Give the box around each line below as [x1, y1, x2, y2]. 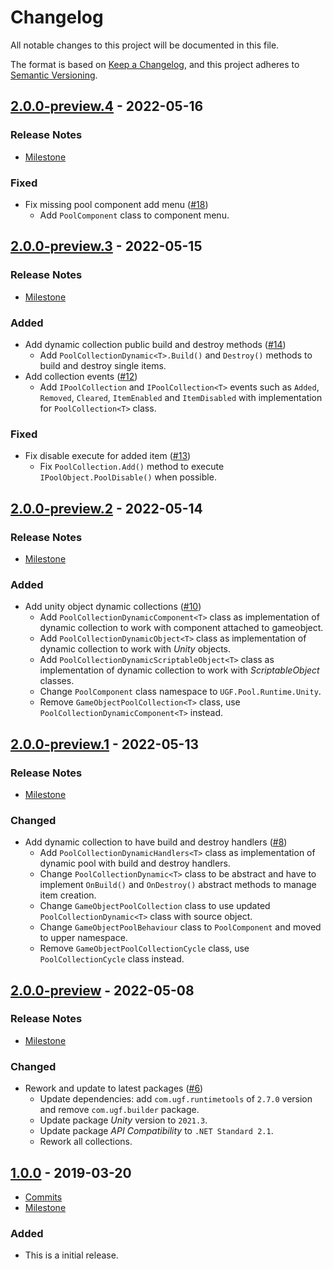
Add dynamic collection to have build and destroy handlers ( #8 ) [24, 836, 288, 848]
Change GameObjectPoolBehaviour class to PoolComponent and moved [39, 921, 322, 933]
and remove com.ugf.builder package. [39, 1104, 200, 1116]
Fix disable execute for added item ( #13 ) [24, 450, 192, 462]
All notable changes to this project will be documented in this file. [10, 39, 280, 51]
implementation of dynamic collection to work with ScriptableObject [39, 664, 320, 676]
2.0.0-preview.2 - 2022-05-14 [10, 500, 203, 517]
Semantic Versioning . [10, 69, 98, 81]
